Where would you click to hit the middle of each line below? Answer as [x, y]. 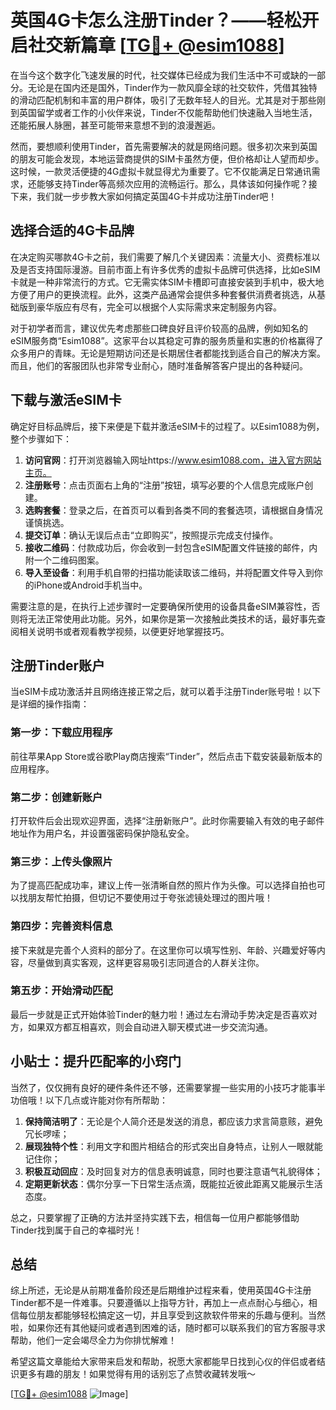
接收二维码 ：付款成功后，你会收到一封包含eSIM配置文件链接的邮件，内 [171, 547]
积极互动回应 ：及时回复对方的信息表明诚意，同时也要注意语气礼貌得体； [173, 1171]
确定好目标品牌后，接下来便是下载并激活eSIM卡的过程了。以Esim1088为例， [167, 426]
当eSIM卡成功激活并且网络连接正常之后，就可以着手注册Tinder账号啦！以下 [166, 692]
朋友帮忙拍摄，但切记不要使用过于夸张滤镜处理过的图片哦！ [150, 898]
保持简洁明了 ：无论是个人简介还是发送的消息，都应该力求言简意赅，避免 [173, 1121]
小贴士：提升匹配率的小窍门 [96, 1061]
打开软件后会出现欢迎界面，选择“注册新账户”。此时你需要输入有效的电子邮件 [167, 820]
